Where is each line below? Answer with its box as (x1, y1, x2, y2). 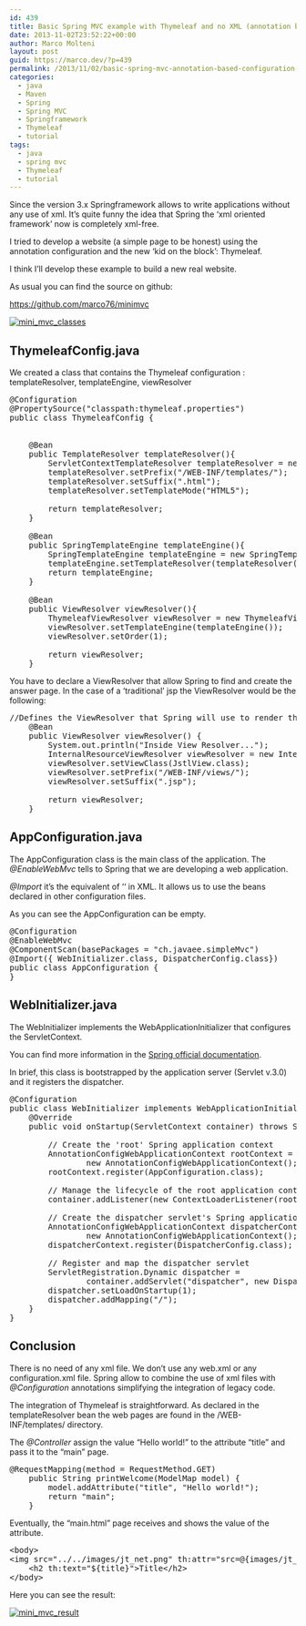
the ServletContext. (9, 1031, 83, 1042)
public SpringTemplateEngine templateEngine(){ (28, 540, 246, 551)
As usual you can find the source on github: (9, 281, 173, 292)
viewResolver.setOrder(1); (47, 631, 168, 642)
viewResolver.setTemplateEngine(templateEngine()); (47, 622, 284, 633)
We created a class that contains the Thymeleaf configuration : (9, 367, 246, 378)
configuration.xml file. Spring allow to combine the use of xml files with (9, 1372, 276, 1383)
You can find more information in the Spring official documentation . (9, 1048, 262, 1059)
